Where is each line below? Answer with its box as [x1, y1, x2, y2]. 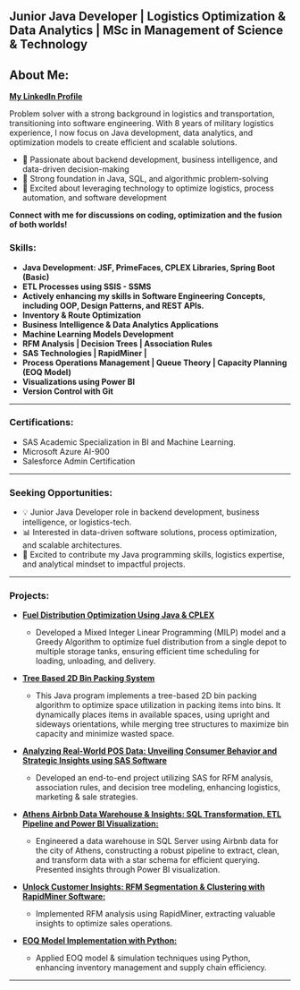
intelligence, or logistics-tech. [21, 516, 132, 528]
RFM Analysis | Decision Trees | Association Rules [21, 337, 212, 349]
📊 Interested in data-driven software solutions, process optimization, [21, 527, 278, 538]
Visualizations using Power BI [21, 376, 136, 387]
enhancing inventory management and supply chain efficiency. [35, 962, 268, 973]
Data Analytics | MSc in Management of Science [9, 23, 284, 38]
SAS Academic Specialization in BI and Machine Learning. [21, 436, 237, 448]
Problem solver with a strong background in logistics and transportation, [9, 108, 275, 119]
